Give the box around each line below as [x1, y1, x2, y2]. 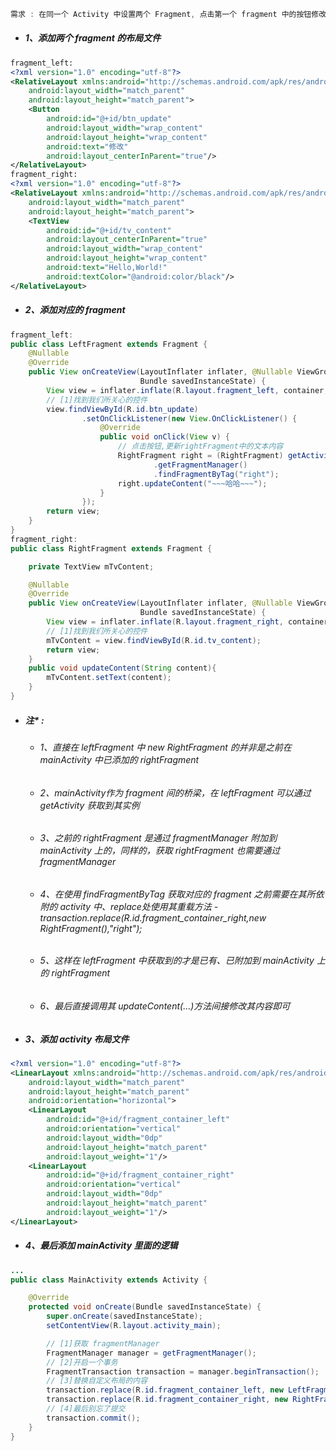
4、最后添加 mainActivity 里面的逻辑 [24, 1240, 178, 1252]
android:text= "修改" [46, 141, 129, 152]
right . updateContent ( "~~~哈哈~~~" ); [117, 478, 268, 489]
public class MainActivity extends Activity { [10, 1275, 208, 1285]
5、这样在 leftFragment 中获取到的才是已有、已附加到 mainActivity [39, 955, 315, 967]
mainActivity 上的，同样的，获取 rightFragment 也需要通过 [39, 845, 281, 857]
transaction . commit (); [46, 1413, 141, 1423]
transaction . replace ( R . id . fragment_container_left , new [46, 1385, 284, 1395]
